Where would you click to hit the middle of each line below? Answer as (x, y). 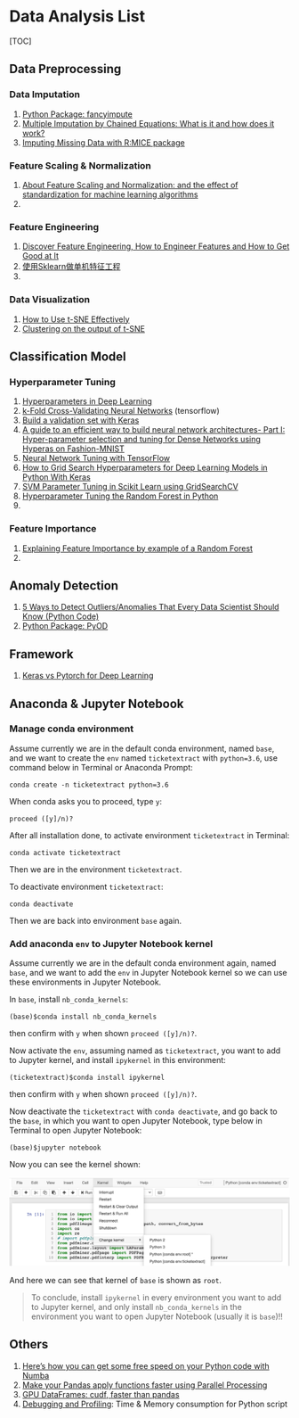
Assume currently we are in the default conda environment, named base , (142, 748)
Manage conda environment (72, 729)
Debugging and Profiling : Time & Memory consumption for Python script (154, 1404)
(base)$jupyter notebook (55, 1148)
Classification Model (68, 356)
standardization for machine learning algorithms (110, 194)
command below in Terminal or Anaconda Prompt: (101, 767)
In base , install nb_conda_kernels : (69, 1000)
